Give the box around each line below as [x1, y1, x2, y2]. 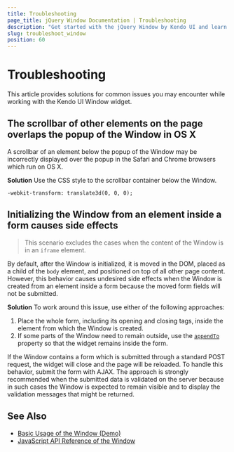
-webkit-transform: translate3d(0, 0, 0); [7, 189, 133, 197]
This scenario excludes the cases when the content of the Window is [24, 238, 224, 247]
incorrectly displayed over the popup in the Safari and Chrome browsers [7, 155, 216, 163]
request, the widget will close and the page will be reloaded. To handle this [7, 360, 223, 368]
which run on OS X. [7, 162, 63, 171]
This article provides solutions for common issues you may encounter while [7, 90, 226, 98]
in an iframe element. [24, 245, 86, 254]
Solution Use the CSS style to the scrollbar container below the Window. [7, 176, 217, 184]
